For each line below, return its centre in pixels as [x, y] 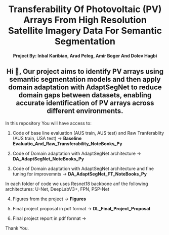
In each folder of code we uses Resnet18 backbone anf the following [77, 184]
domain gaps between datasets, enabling [85, 95]
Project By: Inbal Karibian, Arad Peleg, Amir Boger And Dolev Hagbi [85, 55]
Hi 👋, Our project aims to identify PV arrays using [85, 72]
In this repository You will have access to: [49, 123]
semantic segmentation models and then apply [85, 79]
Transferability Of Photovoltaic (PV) [85, 9]
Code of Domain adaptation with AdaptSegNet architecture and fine [83, 168]
